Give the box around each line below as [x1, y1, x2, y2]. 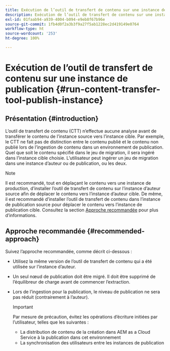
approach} [5, 235, 39, 243]
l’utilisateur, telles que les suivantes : [12, 319, 89, 325]
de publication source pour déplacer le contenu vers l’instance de [5, 201, 143, 207]
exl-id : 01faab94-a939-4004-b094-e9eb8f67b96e [5, 17, 105, 22]
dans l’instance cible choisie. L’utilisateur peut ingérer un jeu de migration [5, 155, 158, 161]
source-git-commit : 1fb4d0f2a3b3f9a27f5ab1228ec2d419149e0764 [5, 21, 139, 27]
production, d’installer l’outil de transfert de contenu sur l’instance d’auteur [5, 185, 161, 191]
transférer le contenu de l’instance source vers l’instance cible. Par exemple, [5, 133, 165, 139]
